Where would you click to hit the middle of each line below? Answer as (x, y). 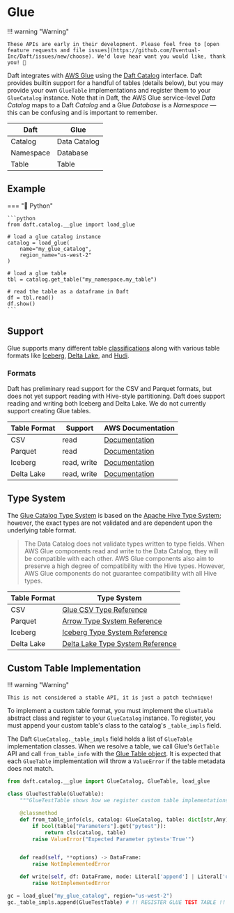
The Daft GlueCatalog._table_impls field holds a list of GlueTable (100, 739)
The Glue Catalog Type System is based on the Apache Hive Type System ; (114, 515)
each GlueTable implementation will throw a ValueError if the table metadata (116, 761)
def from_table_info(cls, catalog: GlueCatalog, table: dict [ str (117, 820)
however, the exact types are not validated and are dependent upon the (110, 523)
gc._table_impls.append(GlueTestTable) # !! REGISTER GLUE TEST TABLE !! (117, 902)
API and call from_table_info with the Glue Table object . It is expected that (114, 754)
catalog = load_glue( (39, 243)
